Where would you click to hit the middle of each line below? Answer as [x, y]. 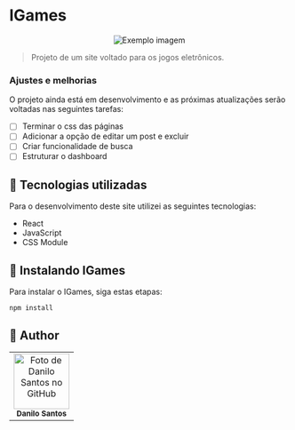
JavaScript [42, 233]
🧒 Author [34, 335]
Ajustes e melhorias [53, 80]
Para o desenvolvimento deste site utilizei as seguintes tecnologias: [133, 206]
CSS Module [45, 243]
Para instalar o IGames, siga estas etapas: [86, 292]
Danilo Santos [41, 413]
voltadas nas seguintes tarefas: [67, 109]
